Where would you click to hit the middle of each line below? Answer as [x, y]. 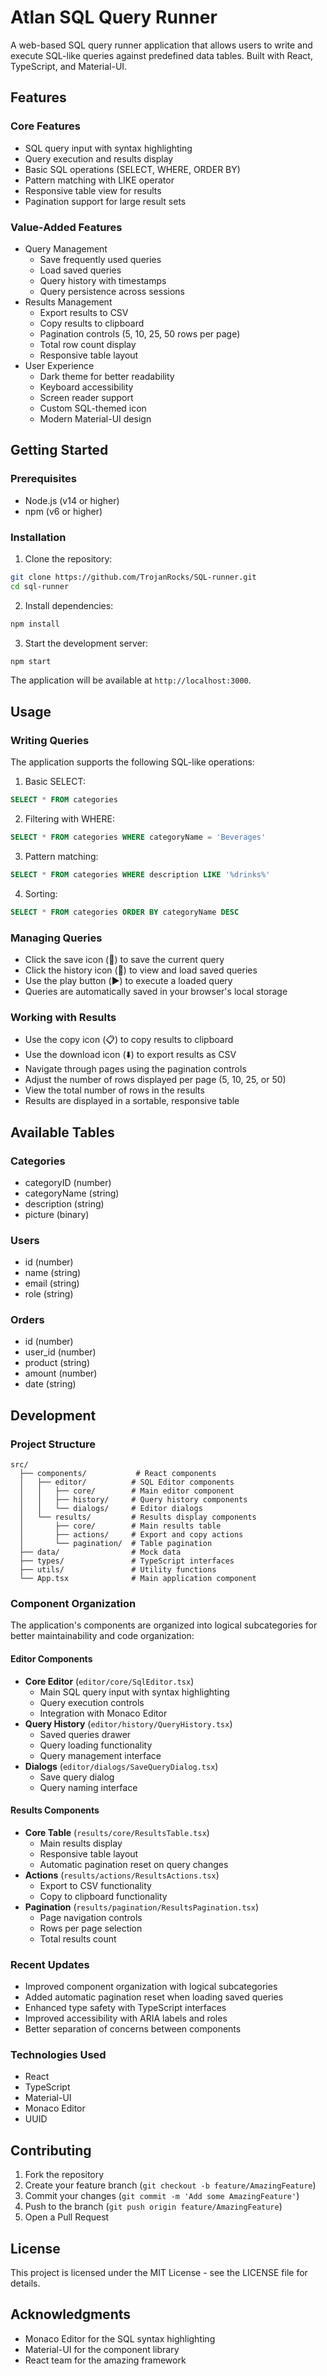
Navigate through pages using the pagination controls [135, 1069]
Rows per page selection [91, 1928]
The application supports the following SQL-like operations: [132, 762]
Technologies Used [58, 2055]
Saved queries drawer [85, 1734]
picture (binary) [57, 1214]
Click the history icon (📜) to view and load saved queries [141, 970]
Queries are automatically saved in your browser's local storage [156, 991]
